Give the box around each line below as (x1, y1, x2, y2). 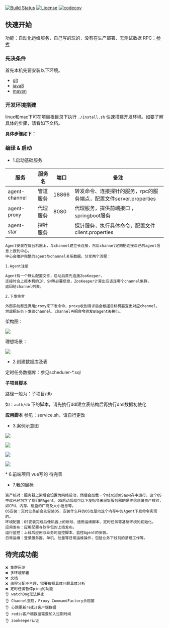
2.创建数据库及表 (12, 358, 48, 365)
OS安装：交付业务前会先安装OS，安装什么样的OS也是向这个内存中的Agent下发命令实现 (5, 508, 157, 514)
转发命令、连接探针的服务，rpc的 (74, 188, 153, 195)
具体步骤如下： (5, 131, 36, 137)
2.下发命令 (5, 294, 25, 299)
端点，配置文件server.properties (79, 195, 156, 202)
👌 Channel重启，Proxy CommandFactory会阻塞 (5, 598, 95, 603)
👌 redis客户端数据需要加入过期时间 (5, 611, 71, 616)
